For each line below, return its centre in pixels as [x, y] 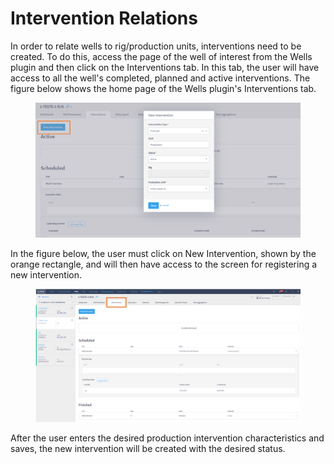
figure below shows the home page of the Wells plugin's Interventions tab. [163, 88]
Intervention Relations [104, 18]
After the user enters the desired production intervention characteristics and [167, 438]
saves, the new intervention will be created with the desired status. [148, 449]
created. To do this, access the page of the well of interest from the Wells [161, 56]
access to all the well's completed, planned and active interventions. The [160, 78]
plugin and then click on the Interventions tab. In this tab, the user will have [165, 67]
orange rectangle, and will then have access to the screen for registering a [164, 264]
